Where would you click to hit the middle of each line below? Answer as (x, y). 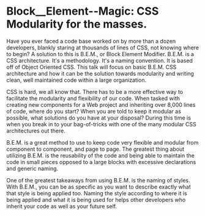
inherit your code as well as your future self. (62, 206)
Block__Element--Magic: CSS (83, 11)
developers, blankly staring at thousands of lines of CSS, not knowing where (102, 48)
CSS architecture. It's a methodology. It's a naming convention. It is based (99, 60)
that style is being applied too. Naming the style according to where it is (97, 193)
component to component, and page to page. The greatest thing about (95, 149)
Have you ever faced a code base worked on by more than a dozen (91, 41)
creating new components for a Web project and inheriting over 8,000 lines (101, 104)
